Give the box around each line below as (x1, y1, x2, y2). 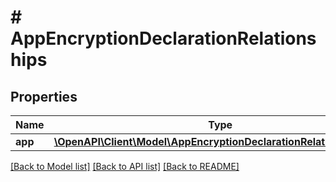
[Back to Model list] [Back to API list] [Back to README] (10, 161, 240, 172)
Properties (10, 88, 78, 105)
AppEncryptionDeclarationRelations (10, 27, 317, 50)
